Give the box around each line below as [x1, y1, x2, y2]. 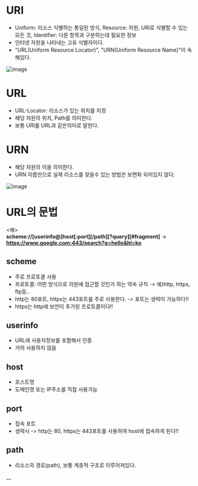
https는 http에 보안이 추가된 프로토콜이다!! [14, 303, 114, 310]
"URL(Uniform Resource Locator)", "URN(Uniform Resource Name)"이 [14, 46, 186, 54]
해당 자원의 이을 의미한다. [14, 163, 74, 170]
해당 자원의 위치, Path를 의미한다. [14, 114, 93, 121]
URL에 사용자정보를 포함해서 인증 [14, 337, 92, 344]
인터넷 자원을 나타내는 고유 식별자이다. [14, 39, 104, 46]
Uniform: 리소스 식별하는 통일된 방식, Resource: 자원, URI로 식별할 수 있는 [14, 24, 188, 31]
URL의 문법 [6, 206, 58, 219]
